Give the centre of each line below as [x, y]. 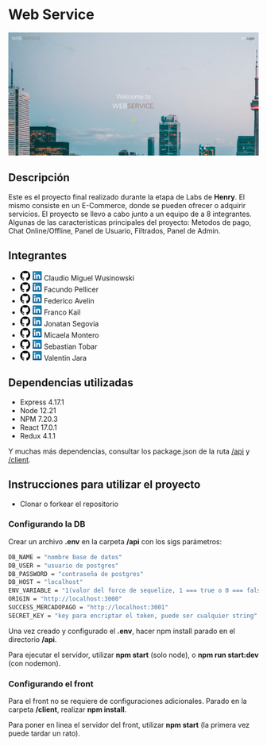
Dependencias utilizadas [71, 383]
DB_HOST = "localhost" [46, 582]
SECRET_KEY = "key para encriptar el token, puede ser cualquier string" [133, 616]
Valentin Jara [65, 358]
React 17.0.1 [38, 427]
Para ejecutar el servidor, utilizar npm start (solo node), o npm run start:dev [133, 655]
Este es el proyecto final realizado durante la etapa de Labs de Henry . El [126, 197]
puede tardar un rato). [44, 733]
